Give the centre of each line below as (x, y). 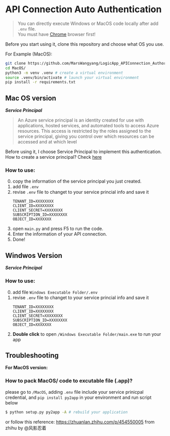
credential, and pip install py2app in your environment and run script (78, 397)
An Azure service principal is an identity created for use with (81, 120)
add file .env (26, 187)
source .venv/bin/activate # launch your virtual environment (72, 77)
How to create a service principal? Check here (54, 157)
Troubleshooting (32, 355)
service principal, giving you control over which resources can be (86, 136)
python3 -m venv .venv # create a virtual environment (64, 73)
